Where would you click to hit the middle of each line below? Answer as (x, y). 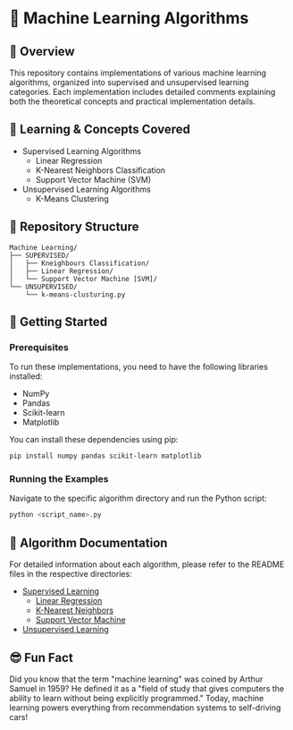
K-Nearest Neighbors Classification (100, 170)
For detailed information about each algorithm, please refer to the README (147, 564)
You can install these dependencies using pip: (94, 440)
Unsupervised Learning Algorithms (87, 189)
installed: (26, 376)
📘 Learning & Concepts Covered (100, 129)
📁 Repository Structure (74, 227)
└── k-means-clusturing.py (75, 295)
